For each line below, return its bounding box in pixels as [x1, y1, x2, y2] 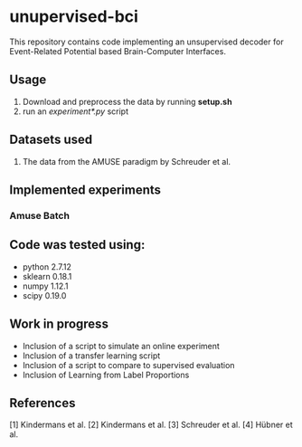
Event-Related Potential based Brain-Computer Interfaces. [9, 45, 226, 56]
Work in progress [9, 317, 109, 332]
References [9, 395, 76, 411]
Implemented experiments [9, 182, 161, 197]
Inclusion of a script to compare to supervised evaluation [22, 359, 235, 370]
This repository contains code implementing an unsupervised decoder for [9, 36, 284, 47]
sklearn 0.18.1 [22, 271, 72, 281]
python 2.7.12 [22, 261, 72, 272]
